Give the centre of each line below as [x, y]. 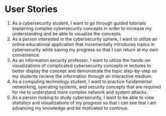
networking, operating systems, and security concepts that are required [87, 86]
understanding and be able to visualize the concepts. [67, 33]
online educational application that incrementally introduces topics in [83, 44]
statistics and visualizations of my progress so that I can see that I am [84, 102]
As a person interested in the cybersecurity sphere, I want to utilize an [85, 39]
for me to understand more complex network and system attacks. [80, 92]
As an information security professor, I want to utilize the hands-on [81, 60]
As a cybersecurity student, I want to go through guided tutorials [79, 23]
